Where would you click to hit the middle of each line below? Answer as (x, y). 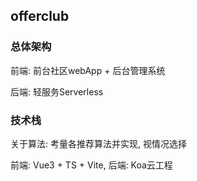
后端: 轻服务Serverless (57, 91)
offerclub (40, 16)
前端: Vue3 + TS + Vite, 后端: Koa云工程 (91, 165)
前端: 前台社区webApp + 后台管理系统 (88, 70)
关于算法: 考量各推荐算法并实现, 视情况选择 (98, 143)
